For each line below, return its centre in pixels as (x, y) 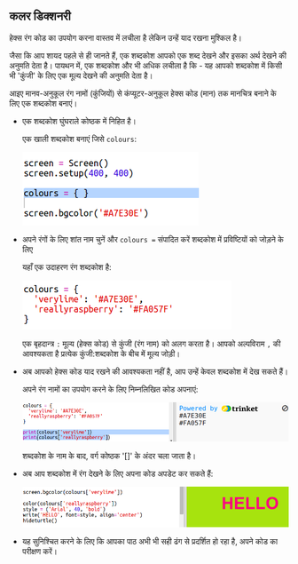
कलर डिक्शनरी (40, 16)
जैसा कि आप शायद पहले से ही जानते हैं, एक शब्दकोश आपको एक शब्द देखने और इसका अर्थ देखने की (148, 55)
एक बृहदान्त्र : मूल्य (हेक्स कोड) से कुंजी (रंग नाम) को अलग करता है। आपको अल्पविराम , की (151, 344)
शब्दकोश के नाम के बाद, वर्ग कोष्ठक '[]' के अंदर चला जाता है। (109, 456)
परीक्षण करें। (39, 552)
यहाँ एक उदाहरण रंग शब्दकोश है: (67, 266)
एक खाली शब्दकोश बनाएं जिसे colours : (79, 139)
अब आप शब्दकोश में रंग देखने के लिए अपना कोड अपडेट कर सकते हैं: (118, 474)
